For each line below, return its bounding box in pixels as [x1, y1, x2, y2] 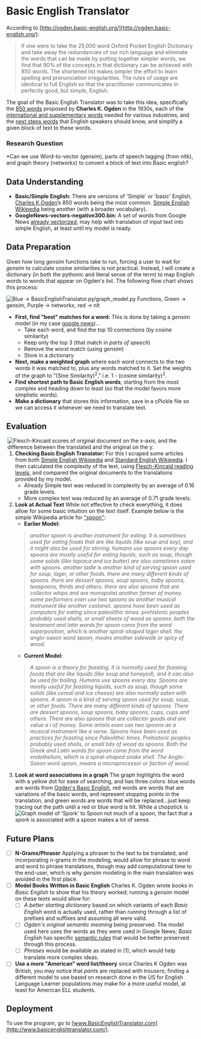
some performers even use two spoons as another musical [29, 596, 176, 603]
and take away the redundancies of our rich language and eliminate [20, 48, 188, 55]
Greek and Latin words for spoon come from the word [29, 747, 164, 754]
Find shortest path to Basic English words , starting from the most [14, 378, 179, 386]
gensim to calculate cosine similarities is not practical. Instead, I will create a [6, 264, 195, 271]
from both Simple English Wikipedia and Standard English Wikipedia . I [14, 456, 188, 464]
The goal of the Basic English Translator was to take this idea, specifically [6, 98, 188, 106]
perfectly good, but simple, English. [20, 87, 109, 94]
